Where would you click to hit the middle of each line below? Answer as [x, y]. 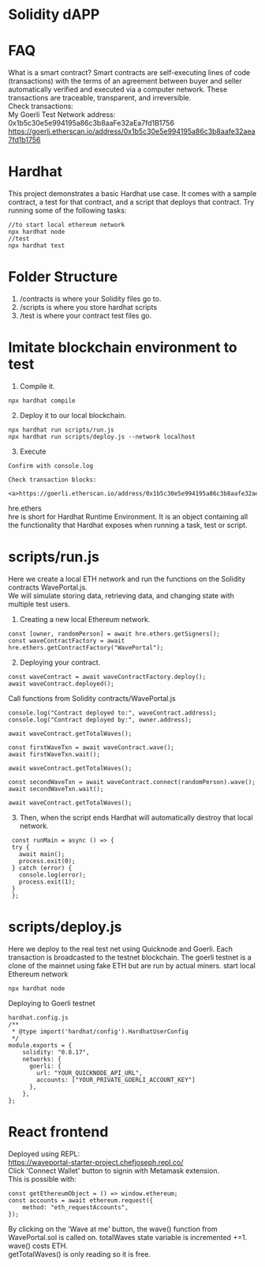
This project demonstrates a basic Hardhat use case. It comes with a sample [132, 194]
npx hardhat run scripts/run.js [61, 430]
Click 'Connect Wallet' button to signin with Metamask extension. [114, 1171]
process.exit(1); [47, 882]
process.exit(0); [47, 861]
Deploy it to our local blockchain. [73, 415]
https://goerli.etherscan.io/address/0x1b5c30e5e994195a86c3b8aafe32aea [132, 131]
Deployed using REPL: [44, 1154]
